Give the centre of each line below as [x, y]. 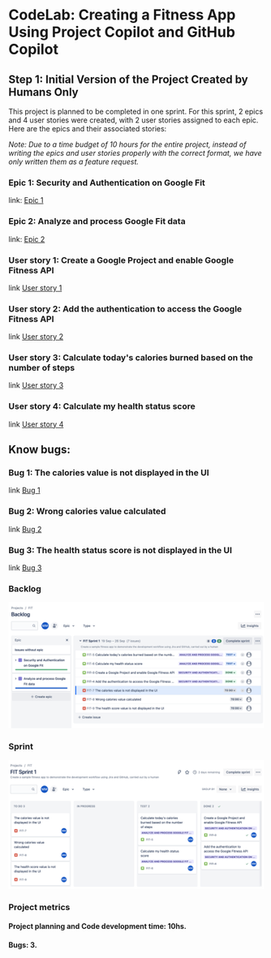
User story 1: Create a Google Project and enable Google [121, 260]
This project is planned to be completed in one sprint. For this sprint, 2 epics [136, 112]
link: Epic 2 [27, 239]
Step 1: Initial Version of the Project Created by [129, 79]
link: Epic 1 [26, 200]
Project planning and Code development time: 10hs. [97, 926]
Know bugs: [39, 450]
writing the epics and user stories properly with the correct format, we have [135, 153]
